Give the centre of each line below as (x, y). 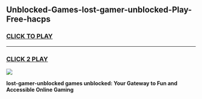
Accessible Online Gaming (40, 89)
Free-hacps (29, 19)
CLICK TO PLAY (29, 37)
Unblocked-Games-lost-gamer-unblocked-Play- (99, 10)
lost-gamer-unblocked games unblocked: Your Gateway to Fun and (92, 83)
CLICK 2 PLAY (27, 59)
